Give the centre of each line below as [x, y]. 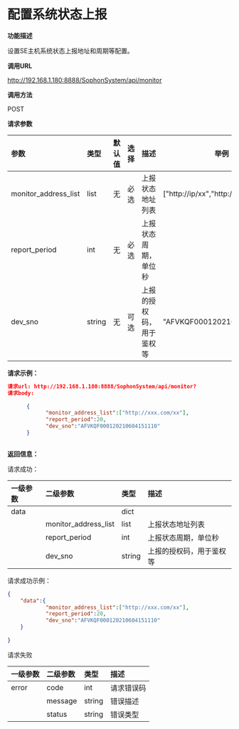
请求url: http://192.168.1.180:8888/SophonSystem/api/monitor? [102, 386]
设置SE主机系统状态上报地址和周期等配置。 [70, 50]
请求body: [21, 393]
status [57, 714]
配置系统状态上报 [58, 15]
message [62, 701]
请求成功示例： [29, 580]
